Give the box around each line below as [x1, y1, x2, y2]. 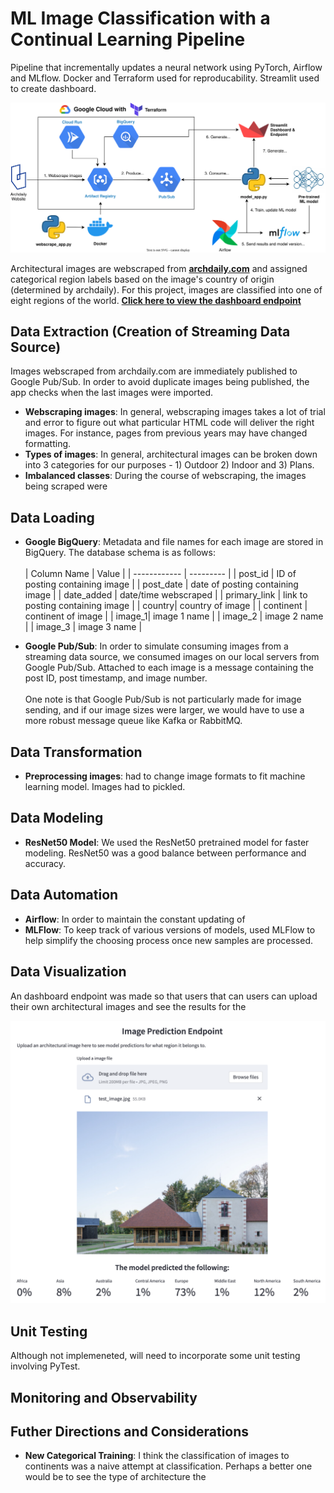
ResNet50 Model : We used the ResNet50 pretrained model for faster [24, 836, 310, 848]
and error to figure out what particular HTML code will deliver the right [24, 417, 315, 429]
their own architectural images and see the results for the [10, 1000, 247, 1012]
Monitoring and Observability [10, 1389, 198, 1406]
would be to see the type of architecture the [24, 1471, 207, 1483]
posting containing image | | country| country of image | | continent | [24, 600, 308, 612]
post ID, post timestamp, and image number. [24, 672, 208, 684]
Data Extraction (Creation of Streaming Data [10, 323, 291, 341]
